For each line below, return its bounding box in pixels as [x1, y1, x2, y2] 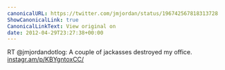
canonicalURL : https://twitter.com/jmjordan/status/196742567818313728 [7, 10, 218, 17]
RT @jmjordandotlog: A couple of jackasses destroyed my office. [7, 48, 192, 56]
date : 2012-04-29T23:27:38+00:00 [7, 29, 104, 36]
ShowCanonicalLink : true [7, 16, 79, 23]
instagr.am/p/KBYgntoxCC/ [7, 56, 84, 64]
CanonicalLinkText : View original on [7, 23, 116, 30]
